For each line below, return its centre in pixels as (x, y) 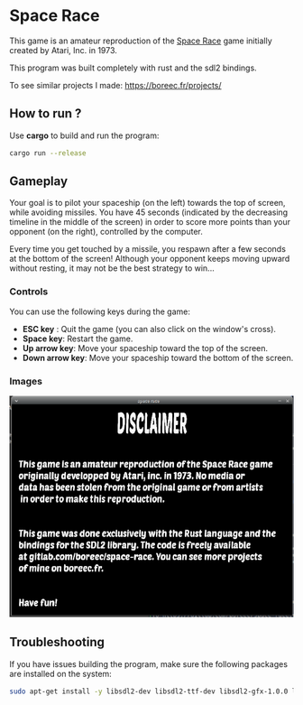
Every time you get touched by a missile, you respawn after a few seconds (148, 249)
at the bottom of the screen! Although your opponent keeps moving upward (150, 259)
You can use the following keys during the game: (100, 311)
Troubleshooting (57, 642)
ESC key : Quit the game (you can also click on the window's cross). (149, 329)
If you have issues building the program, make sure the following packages (149, 663)
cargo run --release (48, 153)
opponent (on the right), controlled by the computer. (106, 232)
